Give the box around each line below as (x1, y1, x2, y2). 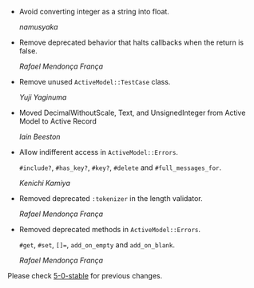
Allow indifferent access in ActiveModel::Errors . (18, 148, 179, 156)
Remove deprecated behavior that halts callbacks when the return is (18, 37, 244, 47)
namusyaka (18, 22, 58, 31)
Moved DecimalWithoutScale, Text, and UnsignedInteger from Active (18, 108, 246, 117)
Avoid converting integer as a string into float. (18, 7, 169, 16)
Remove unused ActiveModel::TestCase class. (18, 77, 171, 86)
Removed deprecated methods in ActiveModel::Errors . (18, 225, 201, 234)
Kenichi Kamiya (18, 179, 71, 187)
